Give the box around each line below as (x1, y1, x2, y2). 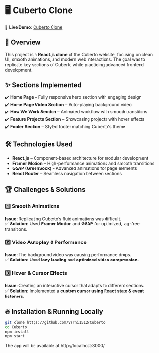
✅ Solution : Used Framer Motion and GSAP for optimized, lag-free (5, 221, 140, 227)
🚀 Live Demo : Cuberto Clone (5, 24, 63, 30)
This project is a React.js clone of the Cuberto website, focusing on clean (5, 51, 153, 57)
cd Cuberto (5, 325, 27, 330)
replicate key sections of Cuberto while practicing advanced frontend (5, 61, 144, 67)
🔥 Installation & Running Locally (5, 307, 103, 316)
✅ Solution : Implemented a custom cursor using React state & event (5, 288, 144, 294)
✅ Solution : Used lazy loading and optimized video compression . (5, 257, 139, 263)
